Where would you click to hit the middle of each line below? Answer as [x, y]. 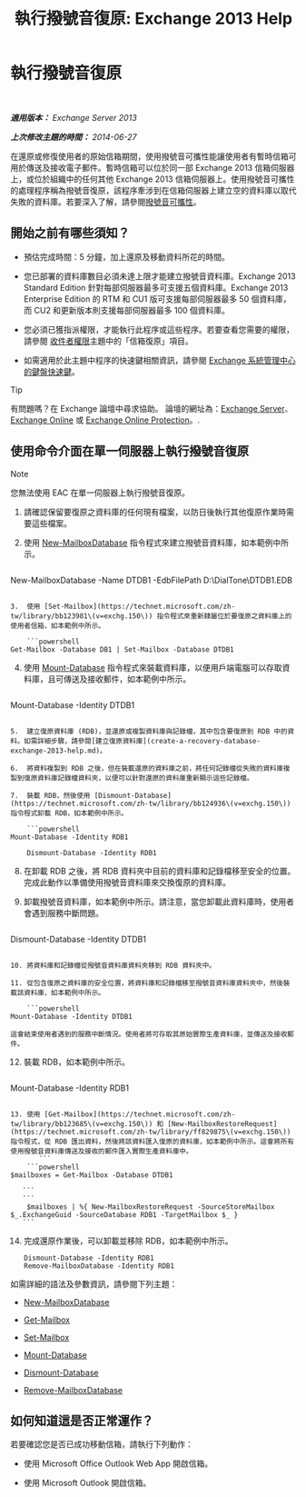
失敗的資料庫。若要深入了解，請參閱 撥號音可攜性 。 [106, 202]
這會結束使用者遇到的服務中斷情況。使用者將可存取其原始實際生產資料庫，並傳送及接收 [149, 1034]
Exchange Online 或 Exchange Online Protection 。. [105, 420]
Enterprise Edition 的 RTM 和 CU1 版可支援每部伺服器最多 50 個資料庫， [157, 299]
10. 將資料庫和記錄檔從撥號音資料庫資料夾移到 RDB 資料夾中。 [113, 965]
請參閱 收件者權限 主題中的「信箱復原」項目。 [108, 341]
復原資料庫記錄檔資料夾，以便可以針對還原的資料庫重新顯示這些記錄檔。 [138, 778]
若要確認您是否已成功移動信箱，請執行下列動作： [102, 1444]
